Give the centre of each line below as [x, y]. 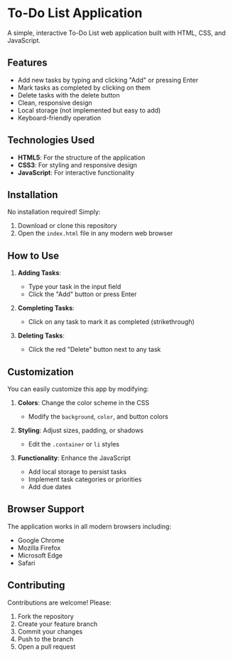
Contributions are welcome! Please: [59, 602]
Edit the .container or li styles [74, 444]
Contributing [36, 585]
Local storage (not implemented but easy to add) [89, 110]
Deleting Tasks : [41, 335]
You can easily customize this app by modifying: [78, 389]
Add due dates [50, 487]
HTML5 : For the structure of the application [81, 157]
